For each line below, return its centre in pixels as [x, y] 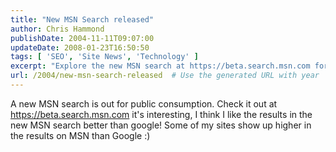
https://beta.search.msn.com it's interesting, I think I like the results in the [161, 114]
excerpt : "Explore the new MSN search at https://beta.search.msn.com [160, 66]
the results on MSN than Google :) [80, 135]
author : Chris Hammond [57, 29]
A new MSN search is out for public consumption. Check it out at [144, 103]
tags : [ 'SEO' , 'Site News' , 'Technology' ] [104, 57]
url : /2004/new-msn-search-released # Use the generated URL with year [165, 76]
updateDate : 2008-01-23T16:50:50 [80, 47]
